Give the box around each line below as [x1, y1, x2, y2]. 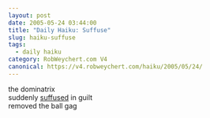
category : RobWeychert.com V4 [8, 56, 108, 64]
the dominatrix [8, 84, 55, 94]
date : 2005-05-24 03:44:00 [8, 19, 97, 27]
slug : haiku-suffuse [8, 33, 77, 42]
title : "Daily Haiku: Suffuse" [8, 26, 111, 34]
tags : [8, 41, 26, 49]
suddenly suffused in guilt [8, 92, 93, 102]
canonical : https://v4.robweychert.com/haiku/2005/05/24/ [8, 63, 203, 71]
